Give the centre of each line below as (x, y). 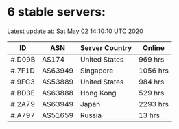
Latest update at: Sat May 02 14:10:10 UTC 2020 (75, 31)
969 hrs (151, 59)
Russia (91, 115)
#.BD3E (23, 93)
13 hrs (149, 115)
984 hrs (151, 82)
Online (154, 47)
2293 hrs (154, 104)
